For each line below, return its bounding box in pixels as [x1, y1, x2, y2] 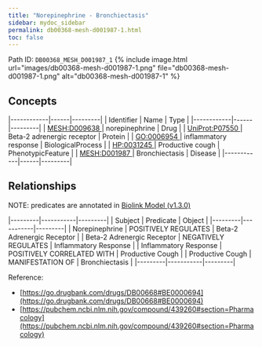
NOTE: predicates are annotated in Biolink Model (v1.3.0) [8, 200, 191, 210]
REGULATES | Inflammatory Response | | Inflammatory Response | [8, 240, 222, 250]
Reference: [8, 272, 44, 282]
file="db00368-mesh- [157, 64, 230, 73]
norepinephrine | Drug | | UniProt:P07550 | [105, 123, 243, 133]
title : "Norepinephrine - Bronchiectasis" [8, 11, 149, 20]
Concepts [8, 94, 57, 108]
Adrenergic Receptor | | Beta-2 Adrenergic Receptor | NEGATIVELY [8, 232, 225, 242]
